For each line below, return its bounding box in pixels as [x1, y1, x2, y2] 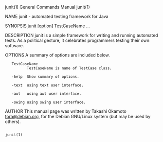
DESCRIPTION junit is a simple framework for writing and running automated [5, 33, 158, 38]
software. [5, 43, 24, 48]
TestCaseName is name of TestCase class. [26, 66, 112, 71]
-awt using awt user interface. [11, 91, 82, 96]
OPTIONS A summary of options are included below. [5, 52, 110, 58]
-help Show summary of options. [11, 74, 79, 79]
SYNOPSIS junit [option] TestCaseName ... [5, 23, 90, 29]
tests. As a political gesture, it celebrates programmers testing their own [5, 37, 150, 43]
